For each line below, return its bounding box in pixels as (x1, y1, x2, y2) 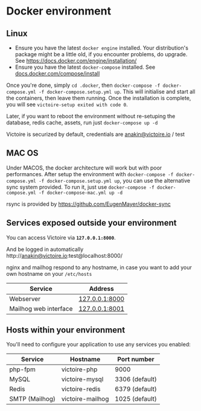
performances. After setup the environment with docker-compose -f (6, 170, 174, 177)
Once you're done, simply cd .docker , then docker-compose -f (6, 81, 161, 89)
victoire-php (61, 365, 98, 374)
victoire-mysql (61, 375, 104, 384)
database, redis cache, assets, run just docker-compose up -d (6, 119, 158, 126)
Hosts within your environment (6, 325, 126, 336)
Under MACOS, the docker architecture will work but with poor (6, 164, 162, 171)
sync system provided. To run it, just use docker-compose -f (6, 183, 155, 191)
